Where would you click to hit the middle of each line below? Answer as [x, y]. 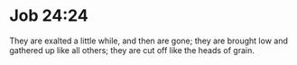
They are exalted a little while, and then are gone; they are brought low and [149, 41]
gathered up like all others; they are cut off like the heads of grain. [132, 50]
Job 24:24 [49, 16]
